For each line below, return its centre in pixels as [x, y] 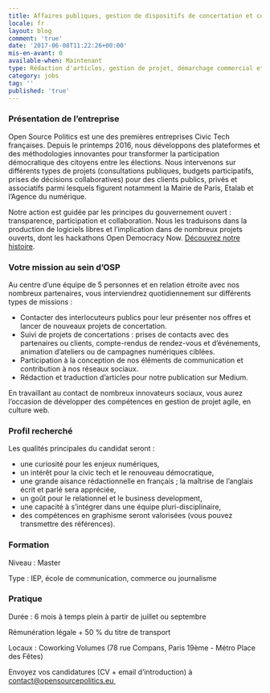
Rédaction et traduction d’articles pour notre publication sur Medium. [134, 377]
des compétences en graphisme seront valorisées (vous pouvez [126, 516]
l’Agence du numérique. [47, 196]
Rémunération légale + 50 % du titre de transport [90, 632]
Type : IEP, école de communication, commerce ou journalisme [112, 578]
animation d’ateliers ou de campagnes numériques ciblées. [117, 351]
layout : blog [30, 31]
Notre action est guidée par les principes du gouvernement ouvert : [120, 212]
